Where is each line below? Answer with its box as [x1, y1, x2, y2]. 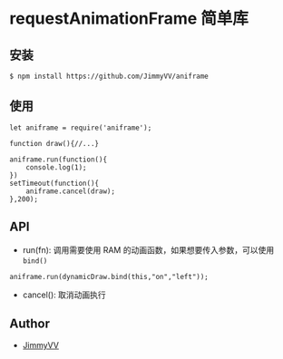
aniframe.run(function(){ [9, 155, 107, 164]
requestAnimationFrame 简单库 [9, 8, 249, 29]
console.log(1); [25, 162, 88, 172]
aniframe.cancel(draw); [25, 187, 116, 196]
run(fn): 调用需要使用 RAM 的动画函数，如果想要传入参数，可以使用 [22, 244, 275, 255]
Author [9, 316, 50, 332]
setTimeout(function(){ [9, 179, 100, 188]
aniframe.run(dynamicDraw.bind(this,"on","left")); [9, 272, 209, 281]
